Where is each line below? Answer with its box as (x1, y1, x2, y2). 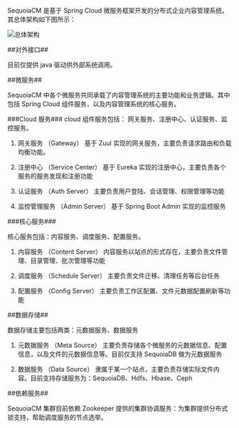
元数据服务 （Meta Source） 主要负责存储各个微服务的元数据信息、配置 (17, 341, 228, 349)
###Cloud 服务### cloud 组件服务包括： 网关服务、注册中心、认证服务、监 (7, 115, 228, 123)
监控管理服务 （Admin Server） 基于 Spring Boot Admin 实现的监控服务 (17, 202, 226, 210)
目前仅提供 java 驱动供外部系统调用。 (7, 61, 117, 69)
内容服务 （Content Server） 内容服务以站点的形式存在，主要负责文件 (17, 248, 222, 256)
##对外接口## (7, 46, 48, 53)
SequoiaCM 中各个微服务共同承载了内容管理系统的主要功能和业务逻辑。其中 (7, 91, 230, 99)
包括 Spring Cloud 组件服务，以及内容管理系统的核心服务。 (7, 100, 180, 108)
